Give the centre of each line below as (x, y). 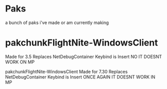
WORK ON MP (20, 62)
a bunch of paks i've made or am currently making (57, 22)
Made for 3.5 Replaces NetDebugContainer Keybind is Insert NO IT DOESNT (84, 56)
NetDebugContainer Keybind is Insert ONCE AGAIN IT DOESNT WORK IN (80, 77)
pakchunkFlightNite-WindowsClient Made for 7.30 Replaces (66, 71)
